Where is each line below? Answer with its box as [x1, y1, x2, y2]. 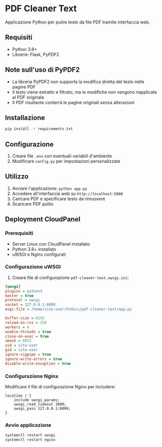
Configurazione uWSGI [5, 264, 61, 270]
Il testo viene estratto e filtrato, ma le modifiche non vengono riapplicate [12, 89, 157, 95]
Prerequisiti [5, 230, 33, 237]
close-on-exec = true [5, 334, 49, 339]
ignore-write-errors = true [5, 357, 62, 361]
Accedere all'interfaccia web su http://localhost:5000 [12, 190, 123, 196]
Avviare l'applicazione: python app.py [12, 185, 88, 191]
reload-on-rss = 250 [5, 320, 47, 325]
